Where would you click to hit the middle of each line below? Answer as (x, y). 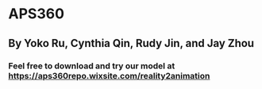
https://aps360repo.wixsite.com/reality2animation (109, 75)
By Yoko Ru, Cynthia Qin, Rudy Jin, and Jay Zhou (131, 43)
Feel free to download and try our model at (92, 66)
